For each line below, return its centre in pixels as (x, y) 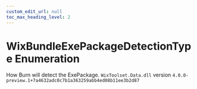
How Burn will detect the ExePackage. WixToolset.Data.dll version (89, 75)
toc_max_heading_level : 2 (38, 17)
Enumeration (47, 59)
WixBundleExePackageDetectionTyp (99, 46)
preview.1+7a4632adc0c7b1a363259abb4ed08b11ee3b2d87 (73, 81)
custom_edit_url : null (34, 11)
